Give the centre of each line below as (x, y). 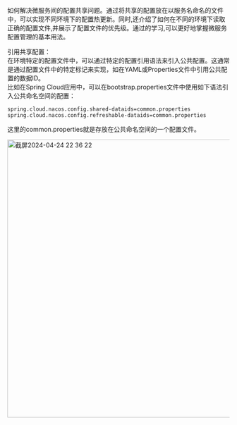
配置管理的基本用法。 (38, 37)
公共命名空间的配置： (44, 96)
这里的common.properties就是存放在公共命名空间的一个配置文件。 (104, 129)
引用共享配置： (29, 52)
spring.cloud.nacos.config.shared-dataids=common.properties (99, 109)
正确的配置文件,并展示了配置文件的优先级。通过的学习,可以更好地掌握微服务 (117, 28)
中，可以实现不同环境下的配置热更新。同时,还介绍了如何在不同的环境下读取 (116, 19)
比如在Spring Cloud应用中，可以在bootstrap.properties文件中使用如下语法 (115, 87)
